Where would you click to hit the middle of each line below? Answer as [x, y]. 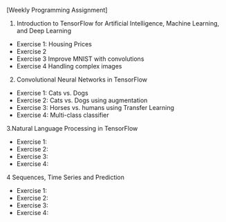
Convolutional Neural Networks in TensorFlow [82, 80]
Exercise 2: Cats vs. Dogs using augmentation [82, 100]
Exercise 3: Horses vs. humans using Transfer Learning [95, 108]
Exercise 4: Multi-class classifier [63, 115]
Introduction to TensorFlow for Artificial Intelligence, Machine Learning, [118, 23]
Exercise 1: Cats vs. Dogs [52, 93]
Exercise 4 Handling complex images [69, 66]
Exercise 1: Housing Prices [54, 44]
